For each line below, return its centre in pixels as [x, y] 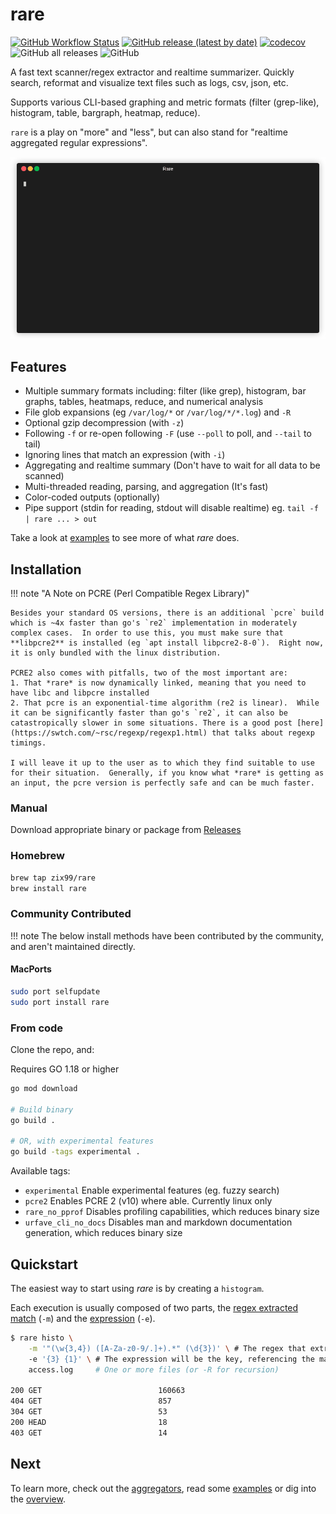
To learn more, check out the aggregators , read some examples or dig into [163, 1488]
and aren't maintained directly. [73, 946]
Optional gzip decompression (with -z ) [104, 423]
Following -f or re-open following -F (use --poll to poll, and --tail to [168, 434]
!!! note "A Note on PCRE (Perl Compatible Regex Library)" [130, 594]
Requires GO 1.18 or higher [65, 1069]
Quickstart [44, 1264]
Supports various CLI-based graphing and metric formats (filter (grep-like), [165, 102]
